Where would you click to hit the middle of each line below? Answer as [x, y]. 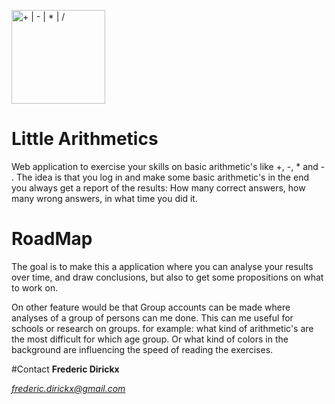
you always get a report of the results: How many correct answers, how [158, 187]
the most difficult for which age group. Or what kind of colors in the [150, 339]
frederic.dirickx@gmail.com [68, 388]
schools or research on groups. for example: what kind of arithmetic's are [162, 328]
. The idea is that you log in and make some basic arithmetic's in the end [160, 177]
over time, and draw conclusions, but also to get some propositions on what [167, 277]
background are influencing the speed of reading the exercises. [142, 349]
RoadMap [52, 239]
